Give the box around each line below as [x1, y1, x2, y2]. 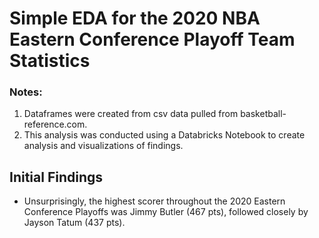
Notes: [9, 85, 43, 99]
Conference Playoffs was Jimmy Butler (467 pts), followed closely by [23, 206, 309, 218]
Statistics [9, 50, 91, 72]
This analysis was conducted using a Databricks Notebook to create [23, 129, 306, 141]
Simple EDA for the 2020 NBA [9, 7, 261, 30]
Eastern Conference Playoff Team [9, 28, 296, 51]
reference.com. [23, 118, 88, 131]
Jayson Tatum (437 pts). [23, 217, 126, 229]
